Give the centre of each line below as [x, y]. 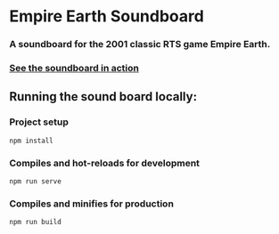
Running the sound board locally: [103, 97]
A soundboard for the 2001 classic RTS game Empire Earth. [140, 44]
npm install [31, 141]
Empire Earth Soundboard [107, 16]
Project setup [39, 122]
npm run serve [36, 182]
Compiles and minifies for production [91, 204]
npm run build [36, 222]
